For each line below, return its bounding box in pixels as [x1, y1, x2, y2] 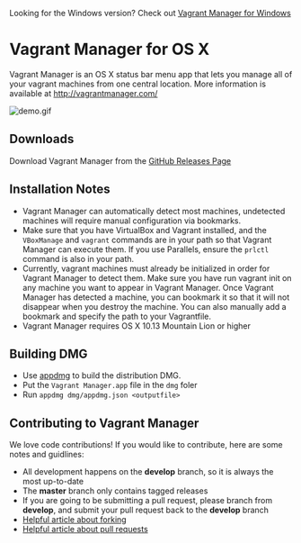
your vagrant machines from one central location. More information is [9, 78, 267, 89]
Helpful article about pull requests [22, 524, 148, 535]
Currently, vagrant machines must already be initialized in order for [22, 263, 270, 274]
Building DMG [9, 346, 88, 361]
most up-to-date [22, 476, 84, 487]
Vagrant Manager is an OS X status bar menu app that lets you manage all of [9, 68, 293, 79]
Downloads [9, 131, 75, 147]
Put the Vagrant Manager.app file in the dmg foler [22, 380, 198, 391]
